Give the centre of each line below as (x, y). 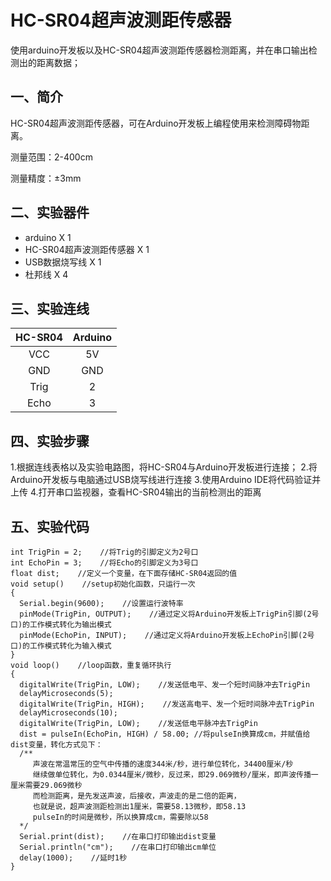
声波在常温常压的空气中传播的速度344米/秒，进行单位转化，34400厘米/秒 (163, 764)
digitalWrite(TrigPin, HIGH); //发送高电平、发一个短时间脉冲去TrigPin (167, 704)
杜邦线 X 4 (46, 274)
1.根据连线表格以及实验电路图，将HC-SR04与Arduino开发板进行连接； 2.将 (164, 467)
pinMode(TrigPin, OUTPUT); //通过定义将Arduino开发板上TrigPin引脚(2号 (169, 614)
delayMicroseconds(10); (68, 713)
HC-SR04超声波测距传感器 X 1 (87, 249)
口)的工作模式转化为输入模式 (61, 646)
